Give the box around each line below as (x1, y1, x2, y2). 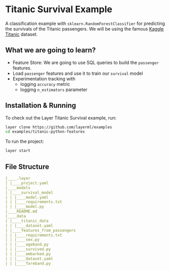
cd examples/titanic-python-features (5, 129, 85, 134)
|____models (5, 185, 30, 190)
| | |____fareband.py (5, 261, 51, 266)
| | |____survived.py (5, 247, 51, 252)
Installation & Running (5, 101, 76, 110)
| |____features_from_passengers (5, 228, 76, 233)
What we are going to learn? (5, 46, 96, 54)
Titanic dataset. (5, 31, 38, 37)
